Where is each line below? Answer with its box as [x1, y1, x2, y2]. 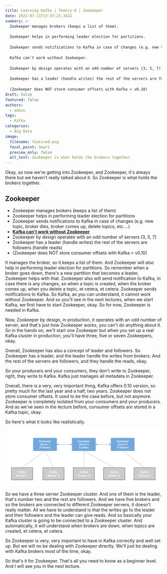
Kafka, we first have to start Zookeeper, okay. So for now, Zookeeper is [5, 302, 151, 308]
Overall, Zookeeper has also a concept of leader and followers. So [5, 347, 141, 353]
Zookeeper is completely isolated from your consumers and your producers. [5, 398, 162, 404]
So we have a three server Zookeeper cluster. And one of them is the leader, [5, 491, 162, 497]
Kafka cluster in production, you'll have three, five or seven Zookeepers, [5, 333, 153, 339]
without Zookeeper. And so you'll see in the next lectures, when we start [5, 296, 153, 302]
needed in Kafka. [5, 307, 40, 313]
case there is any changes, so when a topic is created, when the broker [5, 280, 152, 286]
